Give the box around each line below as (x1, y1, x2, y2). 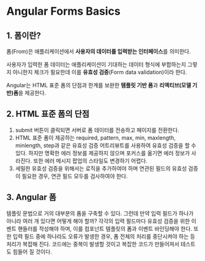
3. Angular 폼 (6, 192, 57, 203)
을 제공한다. (18, 89, 47, 96)
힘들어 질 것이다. (12, 247, 52, 255)
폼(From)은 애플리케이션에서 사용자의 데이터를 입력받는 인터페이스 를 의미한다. (6, 48, 191, 55)
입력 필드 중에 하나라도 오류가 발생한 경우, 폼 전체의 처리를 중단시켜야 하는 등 (12, 232, 196, 240)
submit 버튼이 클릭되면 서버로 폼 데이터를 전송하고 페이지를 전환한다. (15, 126, 179, 133)
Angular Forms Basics (6, 4, 121, 18)
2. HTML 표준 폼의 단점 (6, 109, 90, 119)
